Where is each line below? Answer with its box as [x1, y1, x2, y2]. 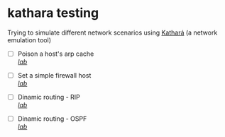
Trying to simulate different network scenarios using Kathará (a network [7, 28, 218, 37]
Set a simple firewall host [17, 71, 92, 79]
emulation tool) [7, 35, 52, 44]
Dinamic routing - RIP [17, 93, 80, 102]
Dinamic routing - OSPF [17, 114, 87, 123]
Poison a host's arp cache [17, 49, 94, 58]
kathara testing [7, 5, 99, 21]
